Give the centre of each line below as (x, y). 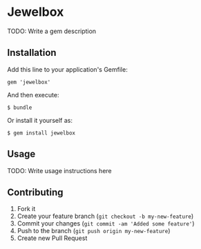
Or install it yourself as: (40, 120)
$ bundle (20, 108)
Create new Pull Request (52, 238)
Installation (32, 53)
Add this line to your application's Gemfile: (67, 69)
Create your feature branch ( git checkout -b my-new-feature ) (105, 216)
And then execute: (33, 94)
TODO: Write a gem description (52, 31)
